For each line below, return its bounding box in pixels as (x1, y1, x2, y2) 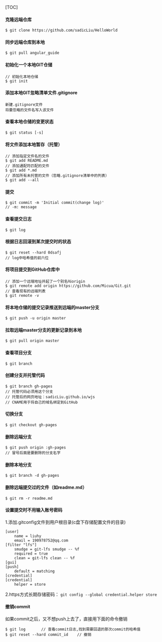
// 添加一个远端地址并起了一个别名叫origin (5, 279, 85, 284)
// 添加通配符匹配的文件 (5, 163, 50, 169)
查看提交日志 (5, 216, 32, 222)
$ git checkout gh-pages (5, 422, 57, 427)
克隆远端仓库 (5, 16, 32, 22)
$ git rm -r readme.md (5, 496, 53, 501)
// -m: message (5, 204, 37, 210)
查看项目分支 (5, 350, 32, 356)
